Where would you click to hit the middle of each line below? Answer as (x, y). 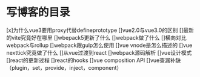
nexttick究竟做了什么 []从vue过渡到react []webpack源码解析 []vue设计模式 (99, 52)
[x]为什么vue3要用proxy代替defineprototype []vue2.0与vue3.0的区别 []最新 (100, 30)
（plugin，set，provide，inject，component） (64, 67)
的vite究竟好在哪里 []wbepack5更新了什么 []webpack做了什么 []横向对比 (96, 37)
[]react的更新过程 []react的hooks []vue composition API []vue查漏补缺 (94, 60)
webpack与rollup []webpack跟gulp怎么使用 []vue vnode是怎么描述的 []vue (99, 45)
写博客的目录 (38, 12)
